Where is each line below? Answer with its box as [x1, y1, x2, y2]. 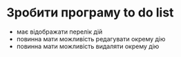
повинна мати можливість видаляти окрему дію [16, 42, 160, 50]
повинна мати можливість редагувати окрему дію [16, 34, 166, 43]
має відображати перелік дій [16, 27, 103, 36]
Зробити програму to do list [6, 5, 174, 21]
